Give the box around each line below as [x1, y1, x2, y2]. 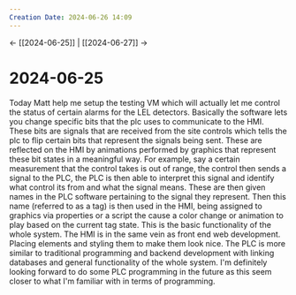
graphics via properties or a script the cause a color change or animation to [9, 209, 285, 221]
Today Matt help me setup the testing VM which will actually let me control [9, 97, 281, 108]
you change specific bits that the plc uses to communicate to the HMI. [9, 116, 265, 126]
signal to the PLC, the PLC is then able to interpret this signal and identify [9, 172, 275, 183]
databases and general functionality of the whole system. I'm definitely [9, 257, 268, 268]
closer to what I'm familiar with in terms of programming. [9, 276, 216, 286]
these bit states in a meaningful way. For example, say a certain [9, 154, 240, 164]
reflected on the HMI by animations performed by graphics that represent [9, 144, 277, 155]
